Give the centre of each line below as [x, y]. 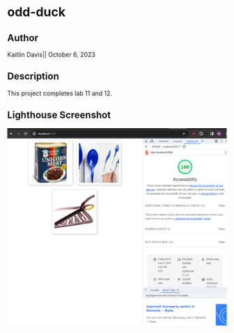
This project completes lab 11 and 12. [60, 93]
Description [33, 76]
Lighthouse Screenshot [59, 115]
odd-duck [37, 12]
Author [23, 38]
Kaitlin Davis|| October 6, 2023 [52, 54]
